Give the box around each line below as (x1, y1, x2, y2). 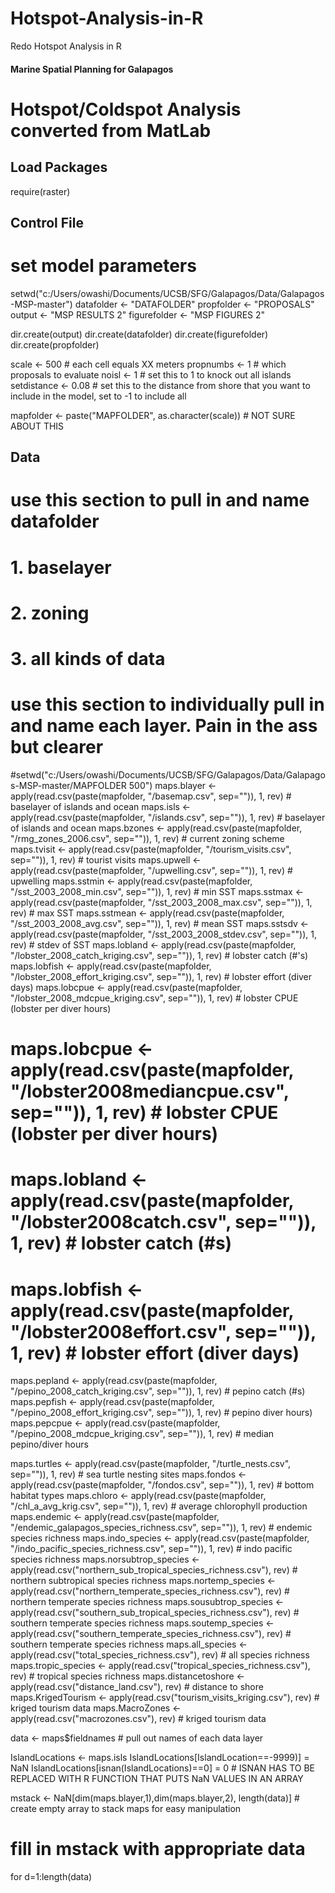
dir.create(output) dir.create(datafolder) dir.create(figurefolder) (10, 328, 269, 340)
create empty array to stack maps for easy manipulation (10, 1803, 242, 1815)
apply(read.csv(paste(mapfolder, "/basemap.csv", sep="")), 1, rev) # (10, 790, 292, 802)
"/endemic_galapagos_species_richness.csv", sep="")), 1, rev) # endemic (10, 1522, 313, 1534)
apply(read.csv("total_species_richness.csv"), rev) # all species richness (10, 1649, 310, 1661)
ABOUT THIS (10, 420, 65, 432)
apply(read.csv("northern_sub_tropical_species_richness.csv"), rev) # (10, 1564, 298, 1576)
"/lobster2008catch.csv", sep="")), (10, 1211, 317, 1234)
